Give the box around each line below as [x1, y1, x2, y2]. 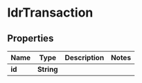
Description [64, 53, 105, 62]
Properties [7, 33, 54, 44]
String [37, 64, 58, 74]
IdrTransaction [7, 5, 94, 21]
